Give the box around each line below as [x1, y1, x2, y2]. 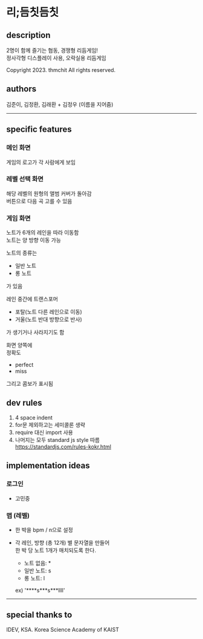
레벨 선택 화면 [6, 175, 44, 183]
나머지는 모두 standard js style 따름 [14, 436, 100, 443]
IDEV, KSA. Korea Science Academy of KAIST [6, 626, 120, 633]
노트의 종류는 [6, 249, 37, 257]
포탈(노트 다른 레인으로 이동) [14, 308, 83, 316]
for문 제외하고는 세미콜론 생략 [14, 421, 86, 428]
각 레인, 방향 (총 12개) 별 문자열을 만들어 [14, 539, 110, 546]
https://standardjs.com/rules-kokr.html [14, 443, 112, 450]
